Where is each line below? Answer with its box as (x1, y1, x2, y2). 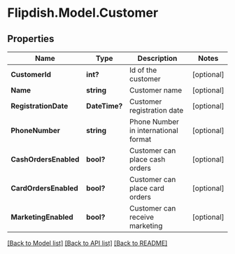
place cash (129, 155, 166, 164)
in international (129, 126, 178, 135)
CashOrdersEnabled (10, 155, 80, 164)
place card (129, 183, 164, 193)
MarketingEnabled (10, 212, 73, 222)
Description (137, 54, 178, 63)
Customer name (129, 85, 183, 95)
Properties (7, 33, 55, 45)
